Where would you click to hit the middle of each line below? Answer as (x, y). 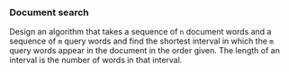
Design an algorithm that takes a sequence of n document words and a (140, 32)
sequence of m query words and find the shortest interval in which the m (142, 41)
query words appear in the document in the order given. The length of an (145, 51)
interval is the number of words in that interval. (96, 60)
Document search (50, 12)
